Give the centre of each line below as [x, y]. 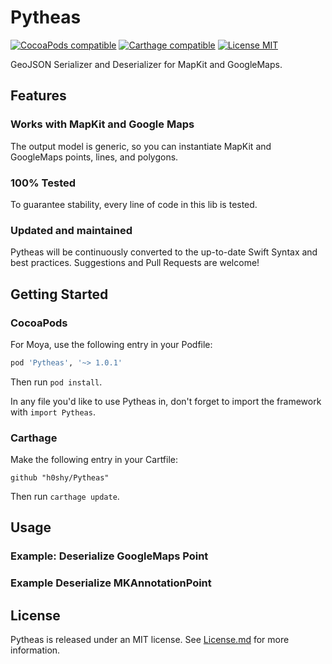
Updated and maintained [71, 230]
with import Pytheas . [53, 412]
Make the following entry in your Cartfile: [94, 460]
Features [38, 96]
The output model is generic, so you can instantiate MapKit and [141, 146]
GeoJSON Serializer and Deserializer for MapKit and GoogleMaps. [146, 64]
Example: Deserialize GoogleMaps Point [109, 556]
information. [35, 650]
